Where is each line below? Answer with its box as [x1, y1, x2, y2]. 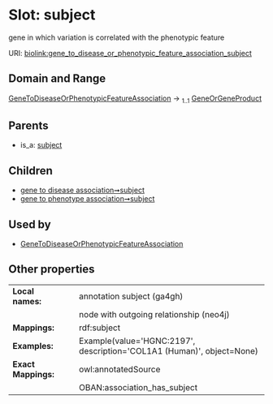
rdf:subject [78, 322, 120, 333]
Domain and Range [8, 71, 106, 86]
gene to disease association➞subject [19, 185, 145, 196]
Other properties [8, 262, 95, 277]
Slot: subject [8, 6, 96, 24]
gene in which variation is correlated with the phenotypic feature [8, 32, 225, 42]
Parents [8, 118, 49, 132]
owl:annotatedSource [78, 363, 161, 375]
